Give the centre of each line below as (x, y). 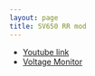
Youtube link (46, 52)
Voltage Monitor (52, 62)
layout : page (34, 18)
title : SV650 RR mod (48, 26)
